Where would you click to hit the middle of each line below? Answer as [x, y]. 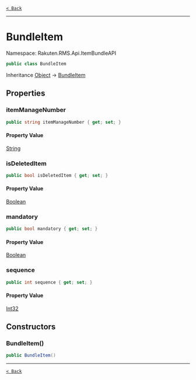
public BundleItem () [31, 355]
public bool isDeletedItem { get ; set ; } [57, 175]
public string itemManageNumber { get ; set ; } [64, 122]
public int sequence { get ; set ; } [49, 282]
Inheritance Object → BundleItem [46, 75]
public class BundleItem [36, 64]
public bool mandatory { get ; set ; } [52, 229]
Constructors [31, 327]
